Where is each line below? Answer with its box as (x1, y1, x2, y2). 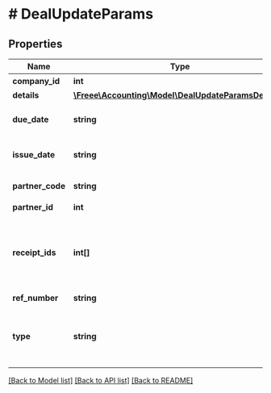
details (12, 90, 40, 101)
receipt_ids (12, 247, 56, 258)
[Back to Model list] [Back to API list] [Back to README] (8, 376, 194, 385)
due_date (12, 114, 49, 125)
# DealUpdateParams (8, 5, 154, 23)
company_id (12, 76, 60, 86)
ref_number (12, 292, 59, 303)
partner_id (12, 202, 54, 212)
